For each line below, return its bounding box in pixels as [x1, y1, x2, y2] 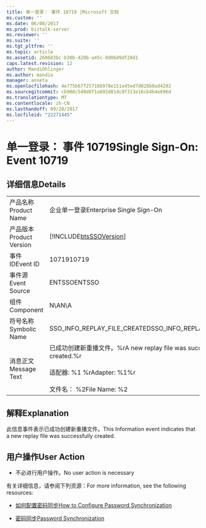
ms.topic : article [6, 49, 53, 55]
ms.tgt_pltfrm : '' [6, 44, 53, 50]
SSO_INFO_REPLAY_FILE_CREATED [49, 324, 151, 333]
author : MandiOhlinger [6, 66, 64, 72]
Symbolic [9, 325, 37, 334]
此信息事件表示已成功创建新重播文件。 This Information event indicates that [6, 426, 196, 433]
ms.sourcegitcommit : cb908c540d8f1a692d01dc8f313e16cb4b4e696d [6, 89, 172, 95]
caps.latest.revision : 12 [6, 60, 72, 66]
